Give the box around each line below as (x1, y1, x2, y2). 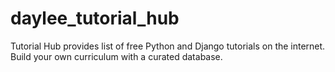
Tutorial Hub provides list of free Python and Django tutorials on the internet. (10, 40, 326, 52)
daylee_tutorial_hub (10, 7, 180, 30)
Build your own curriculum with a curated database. (10, 50, 223, 62)
